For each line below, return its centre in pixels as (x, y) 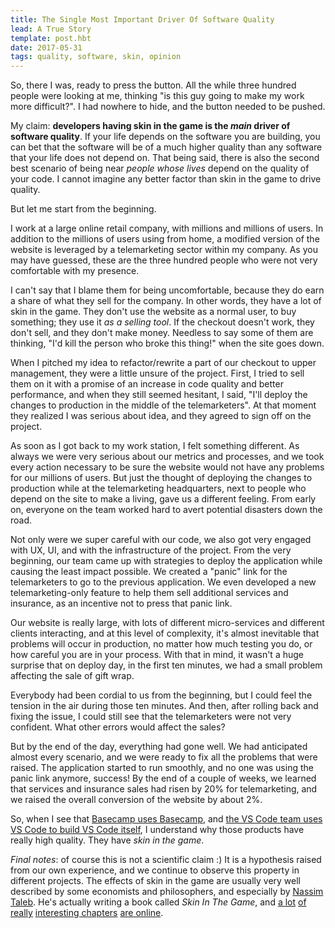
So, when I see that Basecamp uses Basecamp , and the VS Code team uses (166, 819)
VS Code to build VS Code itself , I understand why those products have (157, 830)
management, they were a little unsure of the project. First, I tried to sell (157, 373)
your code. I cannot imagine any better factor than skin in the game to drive (166, 179)
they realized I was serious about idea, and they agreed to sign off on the (161, 416)
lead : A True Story (51, 29)
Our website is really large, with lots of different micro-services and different (167, 623)
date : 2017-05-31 (46, 47)
